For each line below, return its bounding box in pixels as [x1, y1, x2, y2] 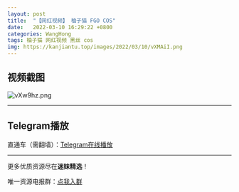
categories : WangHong [7, 30, 72, 38]
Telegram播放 [7, 120, 69, 132]
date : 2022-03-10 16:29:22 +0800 [7, 23, 113, 31]
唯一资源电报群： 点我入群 [7, 177, 83, 186]
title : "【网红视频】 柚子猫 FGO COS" [7, 17, 116, 24]
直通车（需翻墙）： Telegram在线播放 [7, 140, 113, 149]
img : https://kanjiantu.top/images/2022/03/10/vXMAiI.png [7, 43, 183, 50]
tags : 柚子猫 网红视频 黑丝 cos [7, 37, 94, 44]
